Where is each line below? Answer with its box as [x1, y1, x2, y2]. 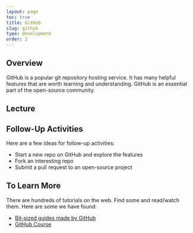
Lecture [6, 104, 36, 114]
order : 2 [6, 36, 28, 42]
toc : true [6, 14, 31, 20]
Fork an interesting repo [14, 158, 74, 165]
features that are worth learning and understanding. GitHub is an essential [6, 80, 188, 87]
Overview [6, 58, 43, 68]
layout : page [6, 8, 39, 15]
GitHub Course [14, 221, 52, 228]
